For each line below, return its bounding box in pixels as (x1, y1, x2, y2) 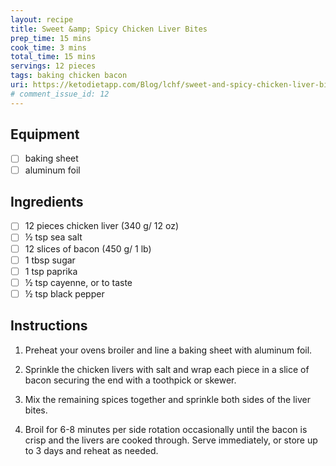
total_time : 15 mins (10, 52, 97, 62)
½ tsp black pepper (24, 287, 105, 300)
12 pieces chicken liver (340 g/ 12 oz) (24, 220, 180, 232)
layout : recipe (10, 14, 74, 25)
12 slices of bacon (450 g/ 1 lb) (24, 242, 152, 255)
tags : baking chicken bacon (10, 71, 128, 81)
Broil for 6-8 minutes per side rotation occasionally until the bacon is (24, 423, 308, 435)
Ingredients (10, 193, 84, 210)
